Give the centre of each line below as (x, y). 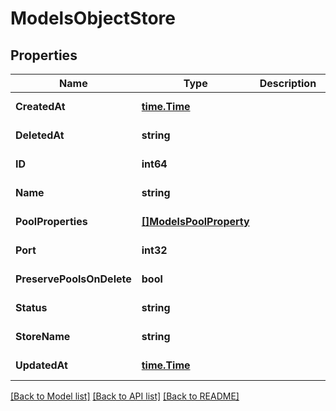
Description (288, 83)
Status (31, 307)
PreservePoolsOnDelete (73, 279)
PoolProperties (51, 221)
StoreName (43, 336)
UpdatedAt (41, 365)
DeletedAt (40, 135)
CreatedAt (40, 106)
